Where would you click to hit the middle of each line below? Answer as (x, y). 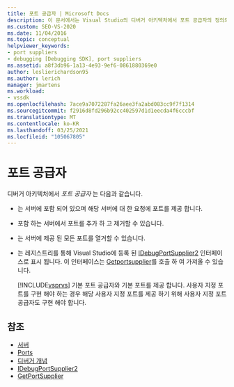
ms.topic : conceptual (39, 40)
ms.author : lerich (34, 78)
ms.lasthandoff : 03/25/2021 (48, 130)
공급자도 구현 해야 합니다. (52, 303)
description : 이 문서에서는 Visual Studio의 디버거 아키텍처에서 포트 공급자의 (110, 20)
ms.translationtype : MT (42, 117)
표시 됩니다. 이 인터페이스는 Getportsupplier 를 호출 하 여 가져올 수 (120, 262)
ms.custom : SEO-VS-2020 (42, 26)
